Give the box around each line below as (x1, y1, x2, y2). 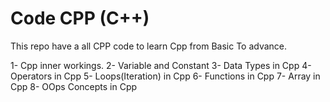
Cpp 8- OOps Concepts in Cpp (10, 80, 138, 92)
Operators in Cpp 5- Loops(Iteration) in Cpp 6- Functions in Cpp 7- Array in (10, 70, 321, 82)
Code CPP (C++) (10, 7, 150, 30)
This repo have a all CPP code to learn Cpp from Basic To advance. (10, 40, 288, 52)
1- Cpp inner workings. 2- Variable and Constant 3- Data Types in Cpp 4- (10, 59, 312, 71)
